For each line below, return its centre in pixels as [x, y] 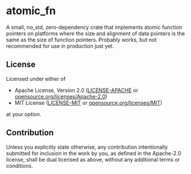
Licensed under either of [36, 78]
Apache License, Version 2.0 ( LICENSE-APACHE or [76, 90]
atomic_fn [31, 11]
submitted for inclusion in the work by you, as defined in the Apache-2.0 [93, 153]
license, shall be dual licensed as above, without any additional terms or [93, 159]
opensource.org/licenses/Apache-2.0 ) [61, 96]
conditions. [20, 166]
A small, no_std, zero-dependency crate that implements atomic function [94, 27]
